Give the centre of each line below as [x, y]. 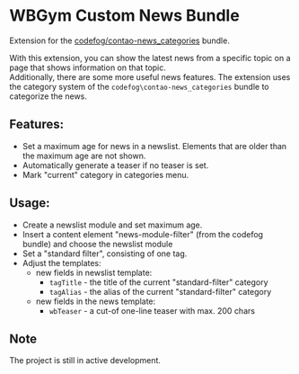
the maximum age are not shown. [84, 156]
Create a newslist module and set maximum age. [112, 225]
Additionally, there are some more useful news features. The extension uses [150, 76]
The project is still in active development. [85, 361]
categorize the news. [48, 96]
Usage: [30, 203]
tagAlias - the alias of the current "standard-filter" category [160, 291]
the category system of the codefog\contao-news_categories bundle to [139, 86]
